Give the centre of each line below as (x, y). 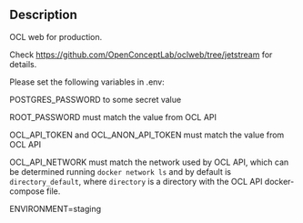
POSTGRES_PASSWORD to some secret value (96, 99)
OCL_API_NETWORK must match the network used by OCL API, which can (149, 162)
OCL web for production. (56, 36)
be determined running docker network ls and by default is (121, 171)
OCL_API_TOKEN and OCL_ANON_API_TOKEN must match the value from (147, 135)
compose (27, 191)
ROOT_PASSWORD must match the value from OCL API (113, 117)
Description (43, 15)
